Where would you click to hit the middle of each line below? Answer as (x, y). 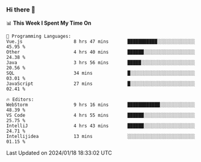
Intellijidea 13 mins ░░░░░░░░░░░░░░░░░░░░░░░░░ (101, 137)
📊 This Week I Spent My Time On (49, 23)
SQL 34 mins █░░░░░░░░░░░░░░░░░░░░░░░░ (101, 73)
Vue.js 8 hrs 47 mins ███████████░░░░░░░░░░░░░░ (101, 42)
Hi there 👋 (21, 10)
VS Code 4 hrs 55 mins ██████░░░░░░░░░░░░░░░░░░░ (101, 116)
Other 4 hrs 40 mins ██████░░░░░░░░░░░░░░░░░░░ (101, 52)
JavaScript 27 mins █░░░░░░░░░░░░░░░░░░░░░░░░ (101, 84)
